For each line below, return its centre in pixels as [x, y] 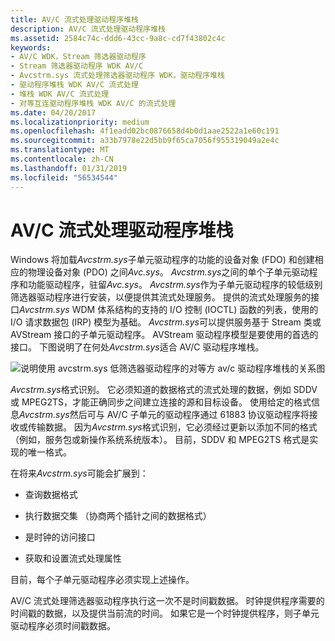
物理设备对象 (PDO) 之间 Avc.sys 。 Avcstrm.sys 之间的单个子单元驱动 [168, 272]
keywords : [31, 47]
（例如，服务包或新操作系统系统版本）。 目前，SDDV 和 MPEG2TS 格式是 [160, 440]
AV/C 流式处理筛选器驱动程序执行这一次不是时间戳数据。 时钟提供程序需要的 [167, 601]
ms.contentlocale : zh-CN [62, 159]
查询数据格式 [51, 495]
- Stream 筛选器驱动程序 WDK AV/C [77, 66]
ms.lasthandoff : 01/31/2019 [69, 168]
